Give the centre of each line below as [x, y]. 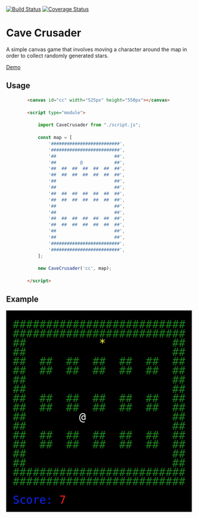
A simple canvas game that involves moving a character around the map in [97, 49]
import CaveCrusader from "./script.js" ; [89, 125]
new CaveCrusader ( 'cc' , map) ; [75, 268]
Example [22, 300]
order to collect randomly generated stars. [57, 56]
